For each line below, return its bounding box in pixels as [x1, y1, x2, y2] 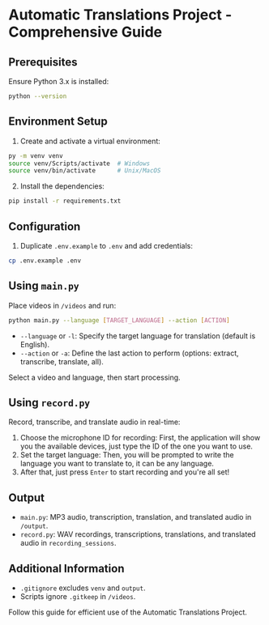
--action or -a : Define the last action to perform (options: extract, [19, 348, 239, 358]
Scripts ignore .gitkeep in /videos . [19, 592, 136, 601]
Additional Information [8, 561, 125, 576]
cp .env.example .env [8, 257, 82, 265]
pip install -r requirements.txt [8, 197, 122, 206]
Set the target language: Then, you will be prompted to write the [19, 450, 234, 460]
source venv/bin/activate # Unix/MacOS [8, 167, 161, 175]
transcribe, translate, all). [19, 356, 104, 366]
